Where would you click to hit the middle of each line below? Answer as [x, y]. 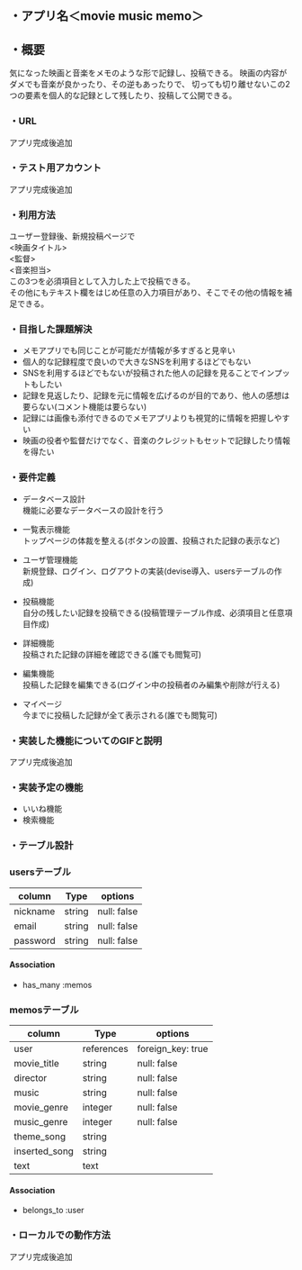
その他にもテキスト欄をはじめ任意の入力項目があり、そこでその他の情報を [147, 293]
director [31, 1078]
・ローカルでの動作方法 [60, 1235]
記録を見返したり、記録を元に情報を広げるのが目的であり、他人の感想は [156, 395]
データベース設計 [54, 499]
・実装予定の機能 [46, 787]
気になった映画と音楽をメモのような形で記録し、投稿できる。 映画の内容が [148, 73]
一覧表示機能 [46, 529]
